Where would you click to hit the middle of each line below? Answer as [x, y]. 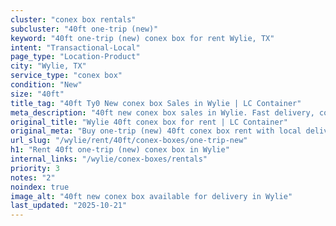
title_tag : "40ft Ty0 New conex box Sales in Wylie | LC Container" [156, 103]
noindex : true [40, 187]
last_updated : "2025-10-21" [69, 206]
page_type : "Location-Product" [75, 57]
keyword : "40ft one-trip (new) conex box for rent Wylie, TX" [142, 38]
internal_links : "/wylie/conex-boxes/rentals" [109, 159]
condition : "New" [46, 85]
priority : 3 [35, 168]
